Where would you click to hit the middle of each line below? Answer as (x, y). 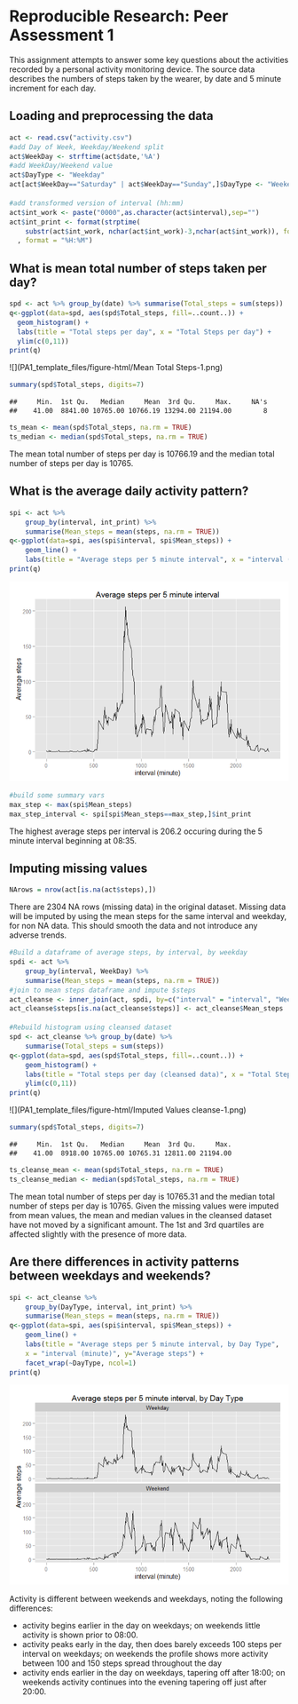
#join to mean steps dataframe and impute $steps (103, 990)
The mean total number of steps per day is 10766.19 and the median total (142, 454)
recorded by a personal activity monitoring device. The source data (132, 69)
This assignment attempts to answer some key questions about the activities (149, 59)
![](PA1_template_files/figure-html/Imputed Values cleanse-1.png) (128, 1110)
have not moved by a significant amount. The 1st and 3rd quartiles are (137, 1225)
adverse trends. (38, 935)
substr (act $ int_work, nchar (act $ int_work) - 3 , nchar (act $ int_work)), (152, 231)
